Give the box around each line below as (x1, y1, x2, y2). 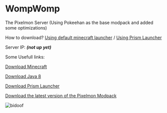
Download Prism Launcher (5, 83, 60, 89)
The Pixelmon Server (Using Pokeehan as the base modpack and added (5, 19, 153, 25)
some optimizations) (5, 24, 47, 30)
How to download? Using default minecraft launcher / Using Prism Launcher (5, 34, 162, 40)
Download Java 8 (5, 73, 41, 79)
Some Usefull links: (5, 53, 45, 60)
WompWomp (5, 3, 60, 14)
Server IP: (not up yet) (5, 44, 51, 50)
